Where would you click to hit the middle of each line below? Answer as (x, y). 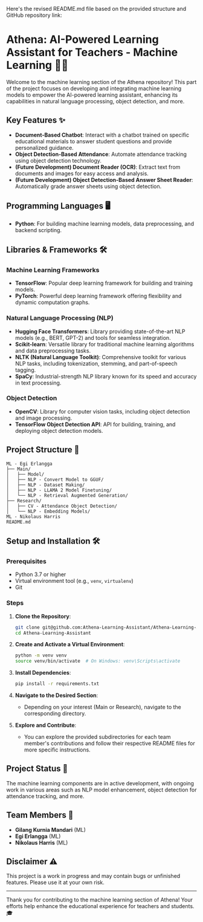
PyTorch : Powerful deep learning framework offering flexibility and (98, 296)
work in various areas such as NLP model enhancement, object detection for (101, 790)
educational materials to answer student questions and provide (93, 141)
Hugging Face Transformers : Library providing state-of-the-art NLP (100, 331)
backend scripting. (38, 230)
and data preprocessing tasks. (53, 351)
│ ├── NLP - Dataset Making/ (46, 485)
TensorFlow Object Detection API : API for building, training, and (95, 424)
